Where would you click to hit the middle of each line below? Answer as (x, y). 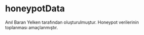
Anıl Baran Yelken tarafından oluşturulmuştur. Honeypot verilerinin (72, 22)
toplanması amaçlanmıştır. (32, 27)
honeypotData (35, 9)
